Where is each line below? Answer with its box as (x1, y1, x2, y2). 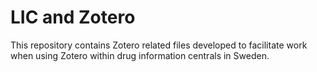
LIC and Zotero (10, 6, 136, 29)
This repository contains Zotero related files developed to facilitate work (10, 39, 308, 51)
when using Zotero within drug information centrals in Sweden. (10, 49, 270, 61)
